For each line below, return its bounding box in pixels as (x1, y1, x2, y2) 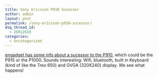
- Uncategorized (9, 39, 42, 44)
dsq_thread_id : (5, 25, 36, 30)
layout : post (5, 16, 32, 21)
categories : (5, 34, 29, 39)
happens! (5, 67, 24, 73)
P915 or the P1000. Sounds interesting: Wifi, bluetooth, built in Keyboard (5, 57, 149, 63)
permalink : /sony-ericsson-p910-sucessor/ (5, 20, 92, 26)
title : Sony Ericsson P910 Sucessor (5, 7, 79, 12)
